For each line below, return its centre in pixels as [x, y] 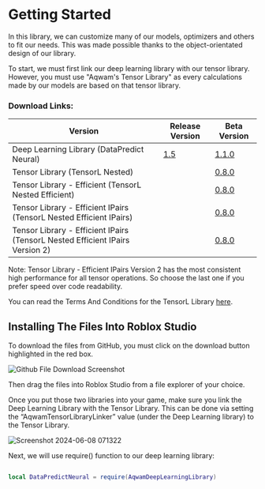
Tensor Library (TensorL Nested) [73, 172]
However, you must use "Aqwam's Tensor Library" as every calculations [125, 77]
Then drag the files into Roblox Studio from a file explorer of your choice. [127, 385]
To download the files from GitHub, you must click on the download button [129, 346]
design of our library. [42, 53]
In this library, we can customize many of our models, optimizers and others [131, 36]
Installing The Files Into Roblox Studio [103, 327]
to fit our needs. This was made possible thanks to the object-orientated [125, 44]
